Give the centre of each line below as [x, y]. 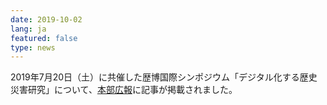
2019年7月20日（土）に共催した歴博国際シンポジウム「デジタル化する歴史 [164, 77]
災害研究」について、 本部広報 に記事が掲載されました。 [124, 90]
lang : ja [28, 29]
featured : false [44, 38]
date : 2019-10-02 [46, 19]
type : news [33, 47]
